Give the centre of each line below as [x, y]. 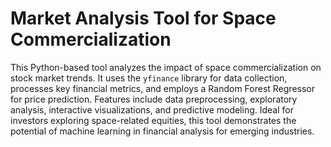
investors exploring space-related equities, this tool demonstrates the [153, 120]
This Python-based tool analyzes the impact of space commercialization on [166, 67]
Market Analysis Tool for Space [143, 18]
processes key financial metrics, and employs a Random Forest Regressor [163, 88]
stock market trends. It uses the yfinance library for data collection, [149, 78]
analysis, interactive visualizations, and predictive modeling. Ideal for [152, 109]
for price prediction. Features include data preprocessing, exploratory [154, 99]
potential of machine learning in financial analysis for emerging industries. [162, 131]
